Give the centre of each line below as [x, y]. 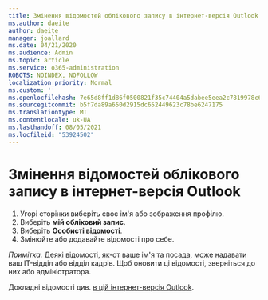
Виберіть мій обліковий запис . [73, 222]
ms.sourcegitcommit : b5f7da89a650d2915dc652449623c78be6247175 [116, 105]
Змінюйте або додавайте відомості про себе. [97, 239]
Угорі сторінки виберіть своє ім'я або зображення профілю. [122, 214]
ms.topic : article [39, 61]
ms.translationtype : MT [48, 113]
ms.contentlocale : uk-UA [49, 120]
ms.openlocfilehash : [43, 98]
